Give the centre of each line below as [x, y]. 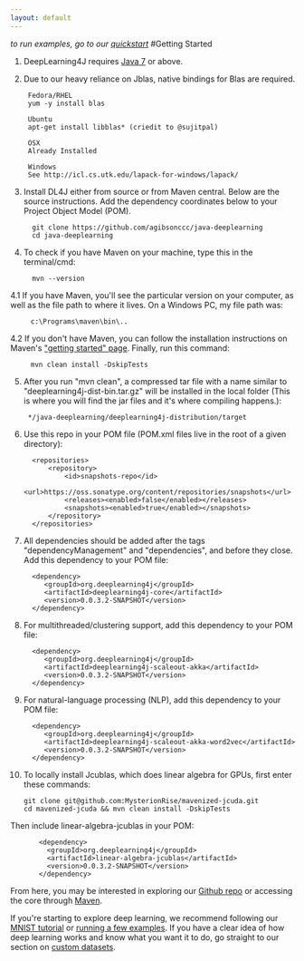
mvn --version [58, 278]
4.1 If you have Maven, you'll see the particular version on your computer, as [152, 295]
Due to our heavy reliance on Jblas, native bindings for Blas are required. [159, 79]
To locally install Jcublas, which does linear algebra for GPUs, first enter [157, 774]
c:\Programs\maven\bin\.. [79, 321]
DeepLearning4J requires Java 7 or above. [103, 61]
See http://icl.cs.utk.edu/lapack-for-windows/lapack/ [133, 175]
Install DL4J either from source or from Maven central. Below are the [151, 191]
